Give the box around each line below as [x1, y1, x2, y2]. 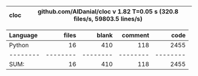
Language [9, 32, 38, 39]
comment [121, 32, 149, 39]
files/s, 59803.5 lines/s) [73, 15, 143, 23]
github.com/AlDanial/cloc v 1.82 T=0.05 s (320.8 [37, 8, 179, 15]
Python [9, 41, 29, 49]
